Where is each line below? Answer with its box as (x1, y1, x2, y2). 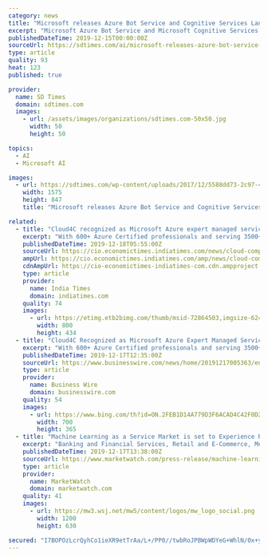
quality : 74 (22, 299, 62, 307)
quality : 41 (22, 492, 62, 500)
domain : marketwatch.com (29, 484, 112, 493)
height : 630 (37, 522, 77, 530)
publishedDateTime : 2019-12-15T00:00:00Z (8, 34, 148, 42)
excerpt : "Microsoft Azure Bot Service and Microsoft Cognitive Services (8, 26, 259, 34)
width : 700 (37, 418, 73, 426)
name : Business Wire (29, 381, 98, 389)
